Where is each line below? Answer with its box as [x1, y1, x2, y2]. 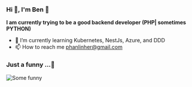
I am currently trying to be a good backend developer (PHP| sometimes [6, 19, 187, 26]
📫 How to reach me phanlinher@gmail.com [14, 44, 123, 51]
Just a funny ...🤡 [6, 61, 55, 69]
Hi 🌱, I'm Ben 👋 [6, 5, 50, 14]
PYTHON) [6, 25, 31, 32]
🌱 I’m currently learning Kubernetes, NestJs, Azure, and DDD [14, 37, 166, 44]
